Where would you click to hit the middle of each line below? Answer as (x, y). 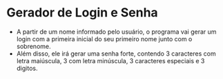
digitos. (27, 68)
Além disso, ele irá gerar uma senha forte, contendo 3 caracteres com (116, 54)
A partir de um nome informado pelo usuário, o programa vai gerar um (116, 32)
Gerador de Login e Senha (82, 13)
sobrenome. (33, 46)
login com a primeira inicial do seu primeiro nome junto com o (104, 38)
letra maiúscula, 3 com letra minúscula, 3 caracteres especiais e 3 (110, 60)
